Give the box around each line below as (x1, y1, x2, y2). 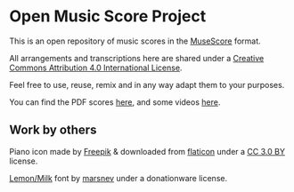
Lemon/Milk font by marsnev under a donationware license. (9, 172, 228, 183)
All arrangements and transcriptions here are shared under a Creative (9, 52, 265, 63)
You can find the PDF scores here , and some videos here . (9, 96, 221, 108)
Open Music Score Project (9, 6, 207, 27)
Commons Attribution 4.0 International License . (9, 62, 183, 73)
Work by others (9, 123, 97, 138)
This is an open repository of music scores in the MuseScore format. (9, 36, 261, 46)
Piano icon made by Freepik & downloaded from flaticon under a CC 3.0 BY (9, 146, 285, 156)
